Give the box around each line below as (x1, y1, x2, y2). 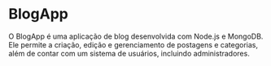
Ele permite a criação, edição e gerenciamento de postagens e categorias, (8, 39, 259, 49)
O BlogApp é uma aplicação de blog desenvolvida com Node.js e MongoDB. (8, 31, 264, 41)
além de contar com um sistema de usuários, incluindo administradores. (8, 48, 250, 58)
